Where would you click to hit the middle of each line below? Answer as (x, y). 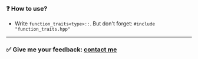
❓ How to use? (27, 8)
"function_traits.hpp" (42, 29)
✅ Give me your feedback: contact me (62, 50)
